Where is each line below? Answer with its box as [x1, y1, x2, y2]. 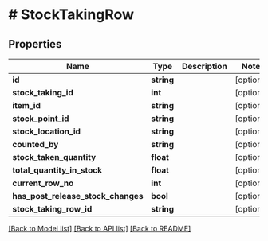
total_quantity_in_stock [12, 165, 103, 176]
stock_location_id [12, 126, 81, 137]
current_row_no [12, 177, 74, 189]
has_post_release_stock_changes [12, 191, 144, 201]
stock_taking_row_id [12, 204, 93, 214]
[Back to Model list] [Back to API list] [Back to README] [8, 224, 191, 233]
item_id [12, 100, 41, 111]
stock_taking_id [12, 87, 73, 98]
